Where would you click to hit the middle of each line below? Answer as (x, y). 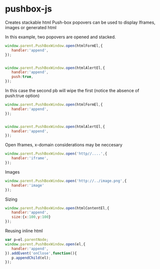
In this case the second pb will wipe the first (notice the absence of (72, 91)
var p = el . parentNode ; (27, 240)
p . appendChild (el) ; (31, 258)
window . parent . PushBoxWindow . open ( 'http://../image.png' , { (66, 181)
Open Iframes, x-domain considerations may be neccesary (64, 145)
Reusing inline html (24, 231)
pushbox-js (29, 9)
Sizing (11, 199)
